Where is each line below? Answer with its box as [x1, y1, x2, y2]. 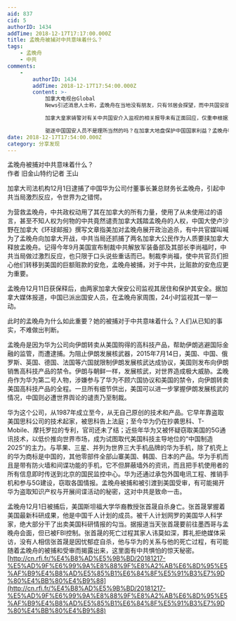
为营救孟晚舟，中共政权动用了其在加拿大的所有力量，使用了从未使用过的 [7, 208, 216, 217]
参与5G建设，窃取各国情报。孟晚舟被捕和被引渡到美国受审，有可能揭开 [19, 479, 225, 487]
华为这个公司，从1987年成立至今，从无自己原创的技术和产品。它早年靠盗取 [7, 409, 224, 417]
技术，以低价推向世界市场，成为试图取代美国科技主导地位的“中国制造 [13, 435, 214, 443]
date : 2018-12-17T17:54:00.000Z [7, 134, 102, 141]
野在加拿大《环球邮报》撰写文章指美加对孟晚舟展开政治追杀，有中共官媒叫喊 [7, 226, 229, 234]
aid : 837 [7, 10, 33, 18]
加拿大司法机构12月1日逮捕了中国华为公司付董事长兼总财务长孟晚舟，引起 [7, 184, 219, 193]
